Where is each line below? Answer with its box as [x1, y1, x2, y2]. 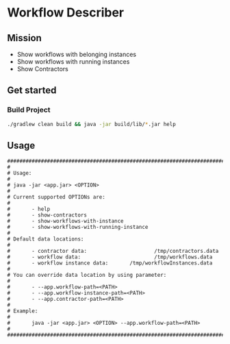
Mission [7, 32, 42, 44]
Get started [7, 84, 57, 97]
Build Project [7, 105, 51, 114]
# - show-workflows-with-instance [7, 218, 125, 225]
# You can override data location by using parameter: [7, 272, 167, 279]
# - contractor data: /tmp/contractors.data [7, 248, 219, 255]
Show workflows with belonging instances [16, 50, 137, 58]
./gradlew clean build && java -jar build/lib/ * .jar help [7, 121, 176, 127]
